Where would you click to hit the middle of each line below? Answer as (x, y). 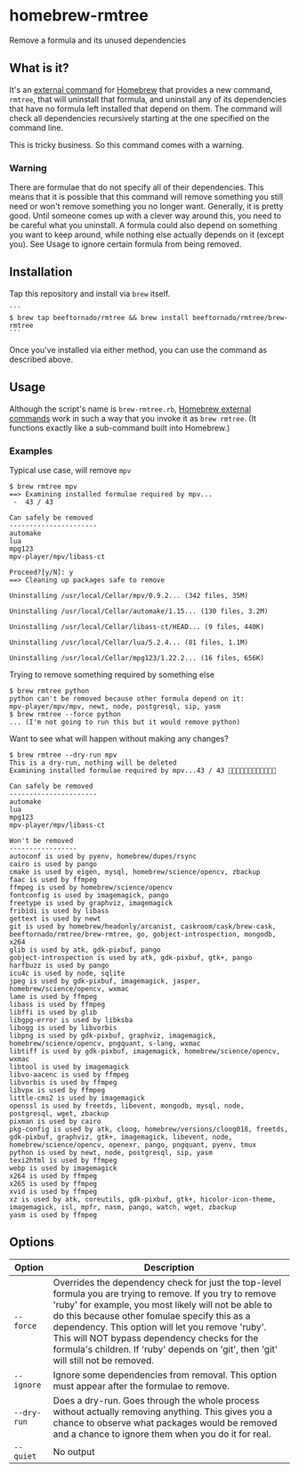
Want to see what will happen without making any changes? (119, 738)
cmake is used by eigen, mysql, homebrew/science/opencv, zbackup (135, 872)
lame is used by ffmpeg (53, 996)
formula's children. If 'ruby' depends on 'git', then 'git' (166, 1349)
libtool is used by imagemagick (69, 1067)
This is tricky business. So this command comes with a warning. (127, 144)
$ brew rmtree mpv (43, 487)
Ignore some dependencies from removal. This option (165, 1375)
